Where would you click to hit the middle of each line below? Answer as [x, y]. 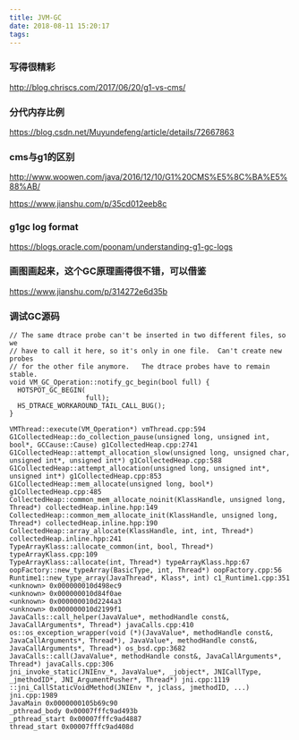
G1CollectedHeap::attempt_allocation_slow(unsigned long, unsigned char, [150, 453]
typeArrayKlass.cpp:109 [54, 555]
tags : [19, 34]
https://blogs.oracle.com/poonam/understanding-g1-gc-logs [121, 246]
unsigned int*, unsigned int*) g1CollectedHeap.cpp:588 [115, 461]
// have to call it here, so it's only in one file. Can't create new [145, 351]
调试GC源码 [34, 316]
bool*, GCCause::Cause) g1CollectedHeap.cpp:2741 [104, 445]
